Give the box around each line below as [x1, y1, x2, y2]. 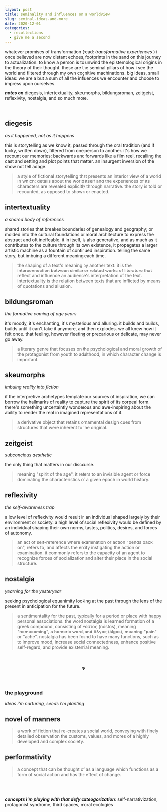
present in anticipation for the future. [5, 603, 81, 609]
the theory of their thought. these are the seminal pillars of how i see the [5, 64, 153, 70]
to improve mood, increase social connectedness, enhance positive [17, 639, 156, 645]
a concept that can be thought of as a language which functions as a [17, 766, 159, 772]
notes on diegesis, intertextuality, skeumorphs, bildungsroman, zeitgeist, [5, 90, 154, 96]
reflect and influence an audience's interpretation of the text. [17, 272, 142, 278]
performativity [5, 753, 52, 761]
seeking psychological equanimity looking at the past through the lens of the [5, 598, 162, 604]
